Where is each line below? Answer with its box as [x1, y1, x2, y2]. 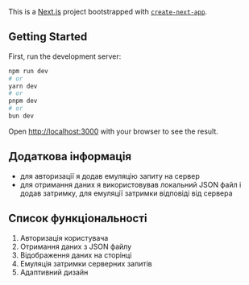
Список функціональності [8, 212, 147, 225]
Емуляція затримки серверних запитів [19, 258, 152, 268]
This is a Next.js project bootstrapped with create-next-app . [8, 7, 208, 16]
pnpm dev [8, 97, 38, 105]
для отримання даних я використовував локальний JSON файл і [19, 180, 242, 189]
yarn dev [8, 82, 38, 90]
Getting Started [8, 30, 88, 43]
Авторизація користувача [19, 233, 109, 242]
